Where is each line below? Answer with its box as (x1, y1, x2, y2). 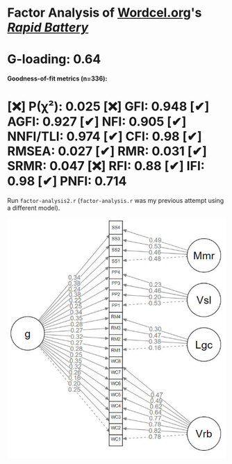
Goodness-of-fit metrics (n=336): (7, 74, 108, 83)
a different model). (7, 204, 60, 213)
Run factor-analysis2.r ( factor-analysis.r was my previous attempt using (7, 197, 224, 205)
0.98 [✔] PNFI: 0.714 (7, 174, 127, 189)
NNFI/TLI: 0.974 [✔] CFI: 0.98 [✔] (7, 129, 202, 144)
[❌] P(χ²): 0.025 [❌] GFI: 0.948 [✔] (7, 99, 210, 115)
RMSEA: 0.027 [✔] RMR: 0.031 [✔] (7, 144, 207, 159)
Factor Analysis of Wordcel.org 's (7, 5, 202, 21)
